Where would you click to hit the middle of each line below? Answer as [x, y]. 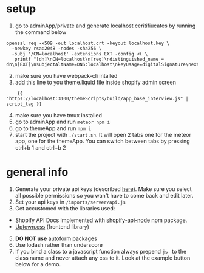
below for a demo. [38, 264]
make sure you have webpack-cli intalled [66, 75]
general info [37, 172]
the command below [41, 32]
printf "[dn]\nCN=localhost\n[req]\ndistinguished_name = [89, 59]
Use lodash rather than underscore [59, 244]
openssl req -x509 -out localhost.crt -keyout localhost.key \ [88, 43]
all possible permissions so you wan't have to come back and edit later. [104, 195]
